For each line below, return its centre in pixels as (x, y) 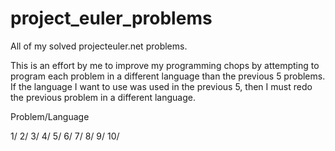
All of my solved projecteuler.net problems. (99, 46)
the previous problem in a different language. (103, 97)
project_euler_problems (111, 18)
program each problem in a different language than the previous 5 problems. (168, 76)
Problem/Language (50, 116)
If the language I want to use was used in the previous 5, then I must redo (161, 86)
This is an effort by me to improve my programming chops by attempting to (165, 65)
